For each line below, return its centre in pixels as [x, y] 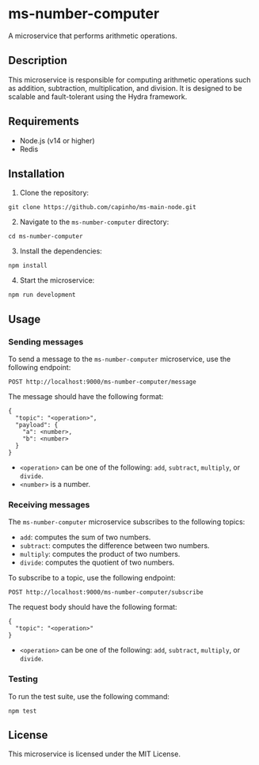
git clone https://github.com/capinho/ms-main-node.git [102, 207]
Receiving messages [49, 504]
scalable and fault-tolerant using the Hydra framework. [98, 97]
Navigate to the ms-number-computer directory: [94, 222]
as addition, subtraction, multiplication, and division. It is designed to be [125, 88]
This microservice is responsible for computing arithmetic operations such [129, 79]
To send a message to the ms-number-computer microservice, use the [120, 359]
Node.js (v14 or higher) [57, 140]
